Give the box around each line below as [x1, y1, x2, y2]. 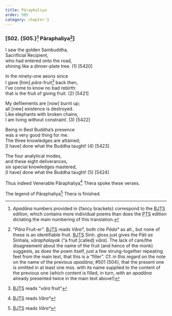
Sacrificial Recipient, [5, 52, 49, 58]
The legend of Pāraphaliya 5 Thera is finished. [5, 190, 101, 197]
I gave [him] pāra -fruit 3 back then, [5, 78, 78, 85]
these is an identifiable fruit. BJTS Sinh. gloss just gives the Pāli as [12, 232, 153, 238]
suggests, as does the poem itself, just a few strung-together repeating [12, 248, 163, 254]
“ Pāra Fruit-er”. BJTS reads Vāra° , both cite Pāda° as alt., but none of [12, 226, 160, 232]
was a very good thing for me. [5, 132, 69, 138]
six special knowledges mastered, [5, 164, 77, 170]
